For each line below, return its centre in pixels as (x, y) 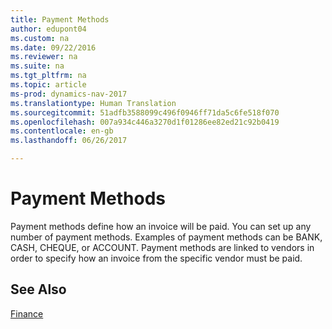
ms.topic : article (48, 85)
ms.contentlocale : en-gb (62, 131)
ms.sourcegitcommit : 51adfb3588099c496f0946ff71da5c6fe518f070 (145, 112)
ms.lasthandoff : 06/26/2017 (69, 141)
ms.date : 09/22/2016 (53, 47)
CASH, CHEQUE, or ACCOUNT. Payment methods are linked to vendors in (162, 247)
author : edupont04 (48, 29)
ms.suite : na (37, 66)
